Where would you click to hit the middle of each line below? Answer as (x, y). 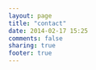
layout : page (30, 16)
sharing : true (32, 46)
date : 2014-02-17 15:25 (48, 31)
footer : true (30, 53)
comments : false (35, 38)
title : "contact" (38, 23)
